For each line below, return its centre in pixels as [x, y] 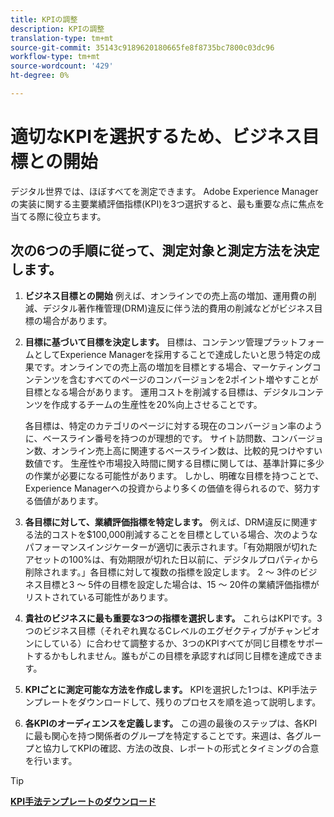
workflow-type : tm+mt [55, 57]
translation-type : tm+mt [62, 38]
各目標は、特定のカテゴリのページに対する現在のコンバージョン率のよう [173, 425]
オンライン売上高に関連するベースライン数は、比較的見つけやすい [187, 450]
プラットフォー [293, 342]
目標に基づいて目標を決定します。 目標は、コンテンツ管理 [143, 342]
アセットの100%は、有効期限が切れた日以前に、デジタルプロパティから [172, 559]
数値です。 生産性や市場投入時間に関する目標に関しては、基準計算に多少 [174, 463]
